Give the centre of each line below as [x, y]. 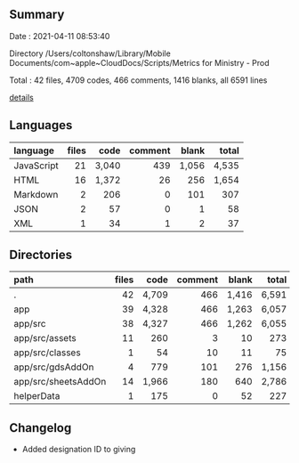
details [21, 97]
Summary [37, 15]
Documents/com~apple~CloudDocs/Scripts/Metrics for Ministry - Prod [139, 62]
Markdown [36, 194]
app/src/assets [45, 338]
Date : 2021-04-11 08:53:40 [60, 36]
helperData [37, 396]
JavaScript [36, 166]
